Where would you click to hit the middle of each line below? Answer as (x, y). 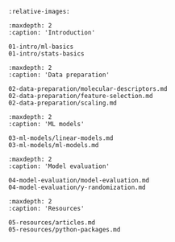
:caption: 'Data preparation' (59, 75)
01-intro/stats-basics (46, 54)
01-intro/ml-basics (41, 47)
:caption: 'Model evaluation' (59, 166)
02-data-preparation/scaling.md (62, 103)
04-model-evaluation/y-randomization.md (77, 187)
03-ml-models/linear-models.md (61, 138)
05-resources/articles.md (52, 223)
